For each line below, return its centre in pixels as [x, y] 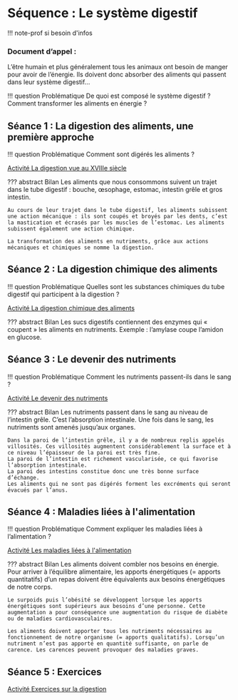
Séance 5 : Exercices [55, 672]
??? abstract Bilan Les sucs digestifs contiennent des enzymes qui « [108, 322]
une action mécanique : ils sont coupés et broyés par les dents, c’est [118, 217]
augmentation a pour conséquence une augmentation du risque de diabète [118, 613]
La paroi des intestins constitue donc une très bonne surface [103, 471]
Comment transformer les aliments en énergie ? [77, 103]
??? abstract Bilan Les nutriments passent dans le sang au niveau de [108, 412]
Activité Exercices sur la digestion [57, 689]
